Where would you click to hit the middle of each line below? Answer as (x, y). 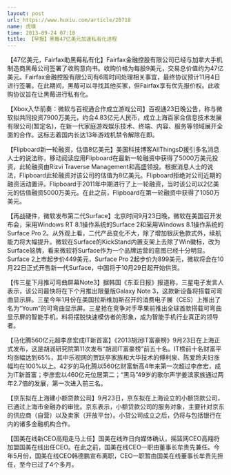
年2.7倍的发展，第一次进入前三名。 (57, 383)
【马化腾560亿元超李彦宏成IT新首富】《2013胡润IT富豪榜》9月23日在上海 (111, 340)
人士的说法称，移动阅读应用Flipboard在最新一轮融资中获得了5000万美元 (110, 158)
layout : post (26, 13)
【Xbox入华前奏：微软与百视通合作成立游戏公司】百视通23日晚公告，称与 (112, 109)
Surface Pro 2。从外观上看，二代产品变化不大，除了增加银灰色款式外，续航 (114, 233)
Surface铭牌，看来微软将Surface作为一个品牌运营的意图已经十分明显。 (108, 251)
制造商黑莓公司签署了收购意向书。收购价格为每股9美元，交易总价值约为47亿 (115, 68)
